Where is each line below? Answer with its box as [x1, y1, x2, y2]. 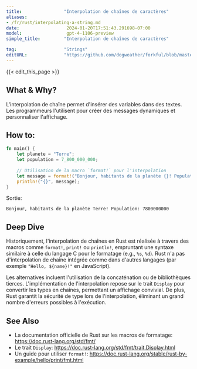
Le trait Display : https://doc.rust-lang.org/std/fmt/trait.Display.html [14, 344, 176, 351]
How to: [6, 130, 35, 140]
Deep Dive [6, 222, 45, 232]
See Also [6, 316, 39, 326]
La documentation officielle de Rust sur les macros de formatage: [14, 331, 173, 338]
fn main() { [6, 146, 35, 152]
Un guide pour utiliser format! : [14, 350, 89, 357]
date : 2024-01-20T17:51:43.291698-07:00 [6, 25, 151, 31]
